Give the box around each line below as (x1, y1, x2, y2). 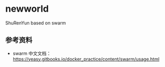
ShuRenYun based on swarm (5, 20, 66, 26)
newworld (5, 3, 49, 15)
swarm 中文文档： (12, 50, 51, 56)
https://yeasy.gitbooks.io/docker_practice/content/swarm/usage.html (12, 56, 160, 62)
